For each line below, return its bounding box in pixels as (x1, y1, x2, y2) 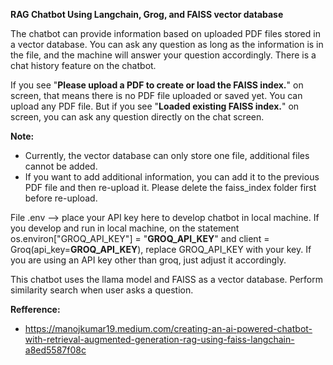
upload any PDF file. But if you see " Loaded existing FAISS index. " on (10, 100, 300, 112)
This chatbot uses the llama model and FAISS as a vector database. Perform (10, 274, 323, 285)
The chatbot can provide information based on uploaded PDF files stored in (10, 28, 321, 39)
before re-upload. (24, 192, 98, 204)
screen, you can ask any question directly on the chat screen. (10, 111, 265, 123)
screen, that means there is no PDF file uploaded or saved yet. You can (10, 90, 303, 101)
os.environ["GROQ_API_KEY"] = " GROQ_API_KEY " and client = (10, 233, 270, 244)
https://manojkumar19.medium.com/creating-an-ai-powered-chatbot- (24, 323, 313, 334)
